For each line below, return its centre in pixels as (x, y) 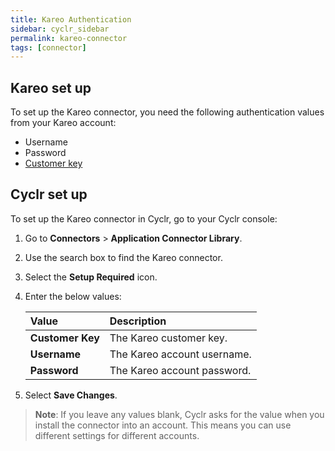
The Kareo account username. (180, 354)
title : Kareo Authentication (71, 19)
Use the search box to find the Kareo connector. (123, 257)
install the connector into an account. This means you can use (163, 425)
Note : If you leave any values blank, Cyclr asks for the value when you (179, 414)
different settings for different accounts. (117, 435)
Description (138, 321)
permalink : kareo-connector (69, 38)
